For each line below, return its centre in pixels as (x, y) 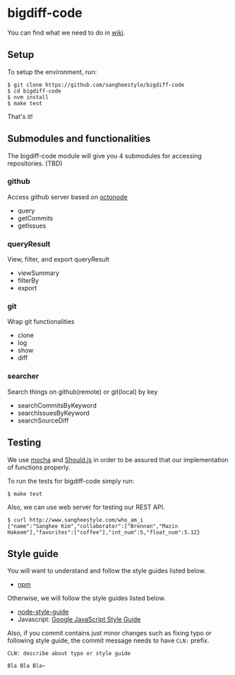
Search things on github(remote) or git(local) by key (83, 392)
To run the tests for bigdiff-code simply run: (71, 481)
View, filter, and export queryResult (58, 259)
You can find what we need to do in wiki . (66, 33)
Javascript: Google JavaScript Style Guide (79, 619)
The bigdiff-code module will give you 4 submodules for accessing (105, 155)
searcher (23, 376)
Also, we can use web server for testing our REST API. (86, 507)
